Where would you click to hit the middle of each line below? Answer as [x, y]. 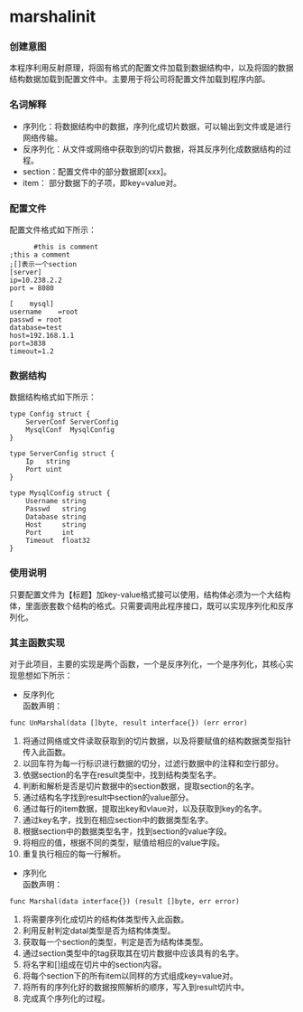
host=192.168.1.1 [42, 336]
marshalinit [53, 17]
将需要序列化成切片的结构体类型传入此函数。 [106, 919]
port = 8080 [32, 288]
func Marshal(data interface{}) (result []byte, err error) [125, 901]
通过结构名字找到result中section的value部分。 [108, 797]
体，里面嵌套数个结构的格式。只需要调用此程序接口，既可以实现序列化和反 [147, 605]
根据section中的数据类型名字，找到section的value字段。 [127, 831]
